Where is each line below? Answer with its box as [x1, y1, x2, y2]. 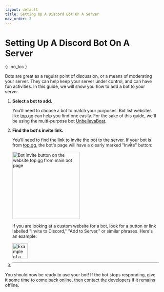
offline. [5, 282, 20, 288]
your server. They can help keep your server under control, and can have [5, 79, 152, 84]
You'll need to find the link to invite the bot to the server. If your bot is [12, 137, 151, 143]
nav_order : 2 [5, 16, 32, 21]
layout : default [5, 7, 38, 12]
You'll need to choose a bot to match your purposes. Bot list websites [12, 108, 152, 114]
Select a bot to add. [12, 98, 53, 104]
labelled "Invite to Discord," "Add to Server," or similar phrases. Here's [12, 228, 153, 234]
